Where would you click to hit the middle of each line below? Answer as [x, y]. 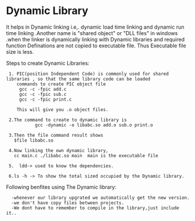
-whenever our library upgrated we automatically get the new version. [101, 198]
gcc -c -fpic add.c [43, 89]
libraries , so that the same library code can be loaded [78, 79]
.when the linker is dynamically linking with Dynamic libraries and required [95, 39]
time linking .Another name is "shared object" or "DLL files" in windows [92, 33]
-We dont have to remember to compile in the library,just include [95, 208]
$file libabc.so [34, 140]
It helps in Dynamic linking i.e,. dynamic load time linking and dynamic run [95, 27]
